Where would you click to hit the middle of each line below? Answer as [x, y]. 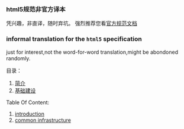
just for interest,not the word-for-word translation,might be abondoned [92, 52]
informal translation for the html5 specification [74, 39]
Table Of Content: [28, 102]
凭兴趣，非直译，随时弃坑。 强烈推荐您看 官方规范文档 [72, 23]
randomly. [18, 58]
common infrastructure [43, 120]
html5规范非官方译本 [36, 9]
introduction [29, 114]
